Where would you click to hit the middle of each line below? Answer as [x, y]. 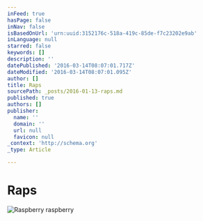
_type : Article [29, 150]
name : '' [26, 117]
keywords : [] [26, 53]
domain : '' [29, 124]
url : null [27, 130]
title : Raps [24, 85]
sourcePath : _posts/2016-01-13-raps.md [65, 91]
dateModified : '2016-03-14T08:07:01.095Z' [70, 72]
